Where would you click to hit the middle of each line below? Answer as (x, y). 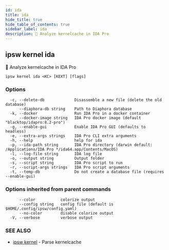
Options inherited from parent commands (58, 189)
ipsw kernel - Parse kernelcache (47, 242)
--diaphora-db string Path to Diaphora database (75, 109)
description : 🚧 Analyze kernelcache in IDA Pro (57, 34)
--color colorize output (57, 200)
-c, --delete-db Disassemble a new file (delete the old (86, 100)
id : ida (14, 10)
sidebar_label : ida (26, 29)
